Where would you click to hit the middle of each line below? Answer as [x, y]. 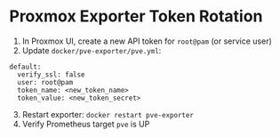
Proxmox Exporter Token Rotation [136, 16]
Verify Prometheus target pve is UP [86, 124]
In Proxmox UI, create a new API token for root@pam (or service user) [147, 41]
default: [25, 67]
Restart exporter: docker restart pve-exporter [108, 114]
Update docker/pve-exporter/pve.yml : [92, 50]
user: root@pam [45, 82]
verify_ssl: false [52, 74]
